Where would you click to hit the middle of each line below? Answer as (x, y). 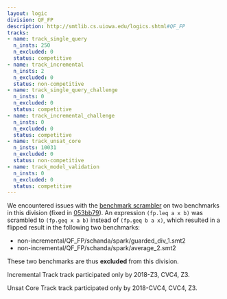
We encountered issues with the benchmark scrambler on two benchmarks (113, 206)
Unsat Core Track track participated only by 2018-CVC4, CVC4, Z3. (102, 288)
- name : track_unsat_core (44, 142)
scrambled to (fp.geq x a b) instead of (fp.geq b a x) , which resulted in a (114, 220)
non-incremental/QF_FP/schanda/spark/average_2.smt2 (96, 248)
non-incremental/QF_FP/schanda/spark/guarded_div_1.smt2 (101, 241)
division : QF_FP (30, 20)
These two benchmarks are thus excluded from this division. (93, 261)
